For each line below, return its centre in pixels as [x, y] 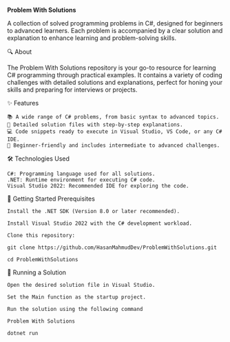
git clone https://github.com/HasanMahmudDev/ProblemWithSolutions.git [112, 248]
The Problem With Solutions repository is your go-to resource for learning [112, 68]
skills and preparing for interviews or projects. [72, 90]
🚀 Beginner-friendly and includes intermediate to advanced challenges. [114, 145]
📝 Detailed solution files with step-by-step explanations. [95, 125]
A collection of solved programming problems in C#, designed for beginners [115, 23]
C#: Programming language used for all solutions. [81, 174]
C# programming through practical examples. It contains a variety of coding [115, 75]
